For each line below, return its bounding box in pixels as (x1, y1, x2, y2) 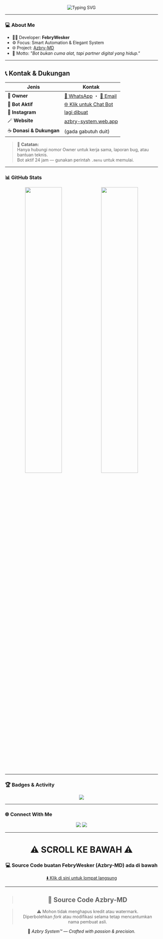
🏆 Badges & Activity (5, 781, 55, 788)
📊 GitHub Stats (5, 174, 42, 181)
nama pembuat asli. (67, 919, 108, 925)
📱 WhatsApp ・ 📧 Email (64, 93, 117, 100)
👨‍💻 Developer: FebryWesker (12, 35, 70, 40)
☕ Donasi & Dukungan (7, 127, 60, 134)
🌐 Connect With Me (5, 811, 52, 818)
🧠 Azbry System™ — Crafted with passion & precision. (27, 928, 136, 934)
